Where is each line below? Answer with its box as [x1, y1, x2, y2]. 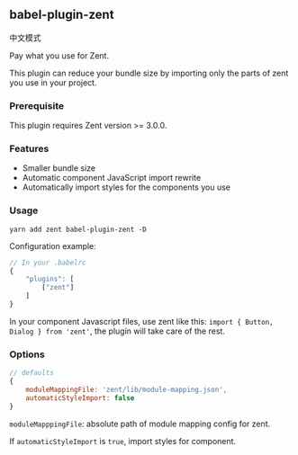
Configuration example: [9, 240, 96, 251]
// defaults [9, 369, 54, 378]
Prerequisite [9, 99, 65, 112]
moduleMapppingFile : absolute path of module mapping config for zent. [9, 418, 271, 429]
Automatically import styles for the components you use [22, 182, 231, 192]
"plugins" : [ [25, 274, 75, 284]
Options [9, 348, 45, 361]
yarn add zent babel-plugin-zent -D [9, 225, 147, 234]
